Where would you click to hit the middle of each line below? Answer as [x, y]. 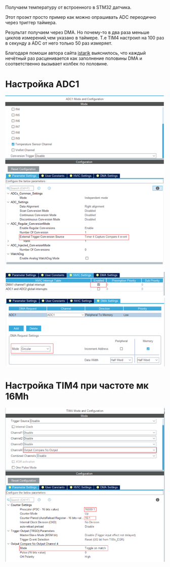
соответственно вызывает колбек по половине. [57, 64]
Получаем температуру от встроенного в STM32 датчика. [68, 7]
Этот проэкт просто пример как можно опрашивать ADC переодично [81, 17]
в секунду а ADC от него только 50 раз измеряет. [59, 43]
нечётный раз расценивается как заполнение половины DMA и [74, 58]
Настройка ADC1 [42, 84]
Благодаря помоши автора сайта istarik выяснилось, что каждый [76, 53]
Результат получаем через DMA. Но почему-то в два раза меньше [77, 32]
